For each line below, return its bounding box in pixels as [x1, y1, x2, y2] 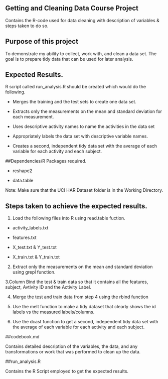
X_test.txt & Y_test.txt [12, 244, 57, 250]
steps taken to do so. [5, 23, 49, 29]
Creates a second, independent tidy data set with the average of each [12, 143, 157, 149]
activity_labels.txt [12, 225, 49, 231]
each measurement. [12, 114, 54, 120]
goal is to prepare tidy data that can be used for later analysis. [5, 56, 133, 62]
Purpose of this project [5, 37, 79, 46]
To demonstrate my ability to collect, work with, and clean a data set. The [5, 50, 157, 57]
